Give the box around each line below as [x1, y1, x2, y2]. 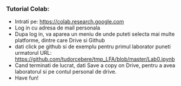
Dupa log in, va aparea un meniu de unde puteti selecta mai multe [14, 31, 175, 38]
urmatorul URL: [14, 49, 52, 57]
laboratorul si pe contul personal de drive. [14, 68, 117, 75]
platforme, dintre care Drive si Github [14, 37, 105, 44]
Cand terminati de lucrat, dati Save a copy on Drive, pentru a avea [14, 62, 176, 69]
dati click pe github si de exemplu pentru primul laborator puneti [14, 43, 171, 50]
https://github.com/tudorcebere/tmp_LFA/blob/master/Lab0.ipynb [14, 55, 176, 63]
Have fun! [14, 74, 39, 81]
